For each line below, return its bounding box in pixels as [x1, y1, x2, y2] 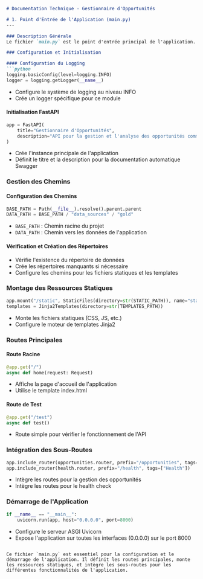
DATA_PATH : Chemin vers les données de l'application [14, 229, 147, 236]
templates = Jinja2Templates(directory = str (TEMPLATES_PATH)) [6, 303, 164, 309]
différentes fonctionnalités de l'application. [6, 567, 129, 573]
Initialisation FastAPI [6, 109, 59, 116]
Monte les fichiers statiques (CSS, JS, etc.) [14, 314, 122, 321]
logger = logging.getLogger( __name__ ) [6, 77, 104, 83]
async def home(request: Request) [6, 369, 94, 376]
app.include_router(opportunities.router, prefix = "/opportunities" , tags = [6, 459, 199, 465]
